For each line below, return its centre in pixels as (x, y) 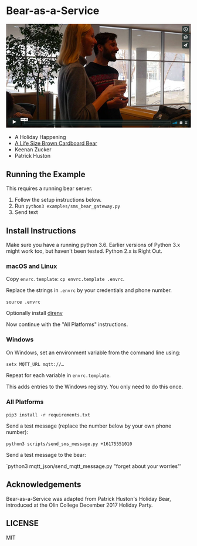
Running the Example (46, 174)
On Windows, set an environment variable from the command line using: (93, 352)
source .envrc (23, 302)
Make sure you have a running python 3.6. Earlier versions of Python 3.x (93, 245)
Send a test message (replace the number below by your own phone (89, 426)
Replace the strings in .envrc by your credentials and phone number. (89, 290)
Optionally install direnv (34, 313)
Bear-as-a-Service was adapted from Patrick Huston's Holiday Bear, (89, 498)
